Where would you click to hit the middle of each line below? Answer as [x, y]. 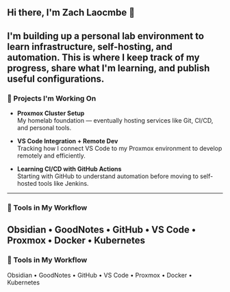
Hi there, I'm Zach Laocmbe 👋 [71, 13]
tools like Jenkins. [63, 184]
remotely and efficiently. [51, 156]
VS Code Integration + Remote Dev [67, 141]
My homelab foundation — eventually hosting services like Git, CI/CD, [115, 121]
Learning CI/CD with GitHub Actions [69, 169]
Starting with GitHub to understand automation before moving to [107, 176]
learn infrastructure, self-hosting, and [90, 46]
